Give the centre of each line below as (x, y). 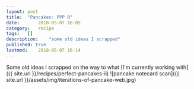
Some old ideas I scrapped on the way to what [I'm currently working (90, 67)
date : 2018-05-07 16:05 (44, 23)
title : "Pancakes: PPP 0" (39, 17)
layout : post (22, 12)
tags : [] (20, 34)
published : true (26, 45)
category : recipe (30, 28)
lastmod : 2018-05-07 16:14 (44, 50)
